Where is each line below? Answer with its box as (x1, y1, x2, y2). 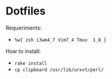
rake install (14, 60, 48, 66)
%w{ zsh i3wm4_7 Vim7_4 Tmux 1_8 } (14, 37, 107, 43)
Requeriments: (5, 24, 42, 31)
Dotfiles (5, 4, 46, 18)
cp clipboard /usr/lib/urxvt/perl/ (14, 66, 104, 73)
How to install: (5, 47, 42, 55)
